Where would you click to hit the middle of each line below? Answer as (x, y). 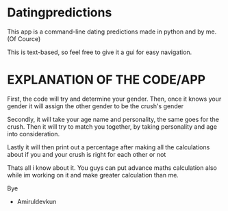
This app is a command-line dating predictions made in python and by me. (112, 32)
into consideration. (34, 134)
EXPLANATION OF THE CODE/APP (106, 80)
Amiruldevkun (37, 201)
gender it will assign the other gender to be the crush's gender (95, 106)
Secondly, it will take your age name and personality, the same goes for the (113, 119)
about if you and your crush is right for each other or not (87, 154)
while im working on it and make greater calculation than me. (93, 175)
